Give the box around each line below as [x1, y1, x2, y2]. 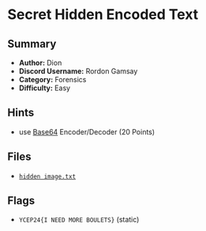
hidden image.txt [18, 172, 77, 180]
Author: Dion [18, 58, 62, 67]
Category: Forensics [18, 75, 87, 84]
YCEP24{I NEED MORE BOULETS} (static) [18, 215, 140, 225]
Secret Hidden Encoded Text [7, 6, 199, 24]
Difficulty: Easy [18, 83, 71, 93]
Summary [7, 37, 57, 51]
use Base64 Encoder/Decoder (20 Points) [18, 127, 155, 136]
